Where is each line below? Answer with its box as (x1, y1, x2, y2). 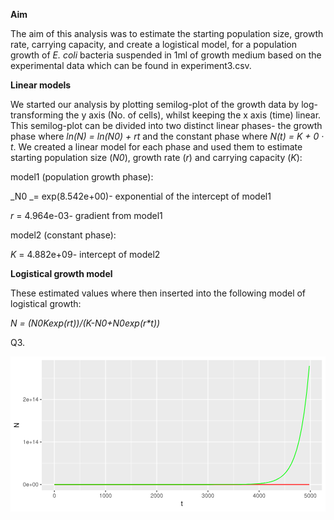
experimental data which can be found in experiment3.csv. (10, 60, 252, 71)
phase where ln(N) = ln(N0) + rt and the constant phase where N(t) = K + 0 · (10, 130, 325, 142)
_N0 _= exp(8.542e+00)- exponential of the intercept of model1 (10, 190, 272, 202)
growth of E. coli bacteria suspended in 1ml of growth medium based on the (10, 49, 322, 61)
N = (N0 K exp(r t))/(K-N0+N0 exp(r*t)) (10, 317, 161, 329)
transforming (10, 109, 64, 121)
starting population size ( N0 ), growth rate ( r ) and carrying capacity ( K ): (10, 152, 303, 163)
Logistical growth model (10, 268, 113, 279)
